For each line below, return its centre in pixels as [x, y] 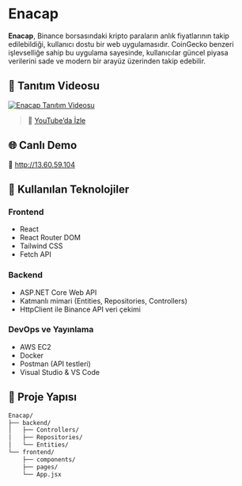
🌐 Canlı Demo [43, 145]
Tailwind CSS [41, 246]
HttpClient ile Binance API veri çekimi [80, 309]
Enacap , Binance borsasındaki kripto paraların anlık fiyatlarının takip [119, 36]
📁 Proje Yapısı [43, 397]
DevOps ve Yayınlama [51, 330]
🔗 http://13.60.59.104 [42, 164]
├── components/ [49, 459]
